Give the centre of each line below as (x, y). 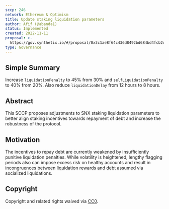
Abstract (19, 101)
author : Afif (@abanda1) (31, 24)
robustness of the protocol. (33, 124)
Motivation (23, 140)
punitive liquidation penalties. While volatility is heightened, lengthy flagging (84, 157)
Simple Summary (33, 68)
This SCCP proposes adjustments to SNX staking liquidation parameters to (82, 113)
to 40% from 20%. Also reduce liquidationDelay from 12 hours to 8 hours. (83, 85)
